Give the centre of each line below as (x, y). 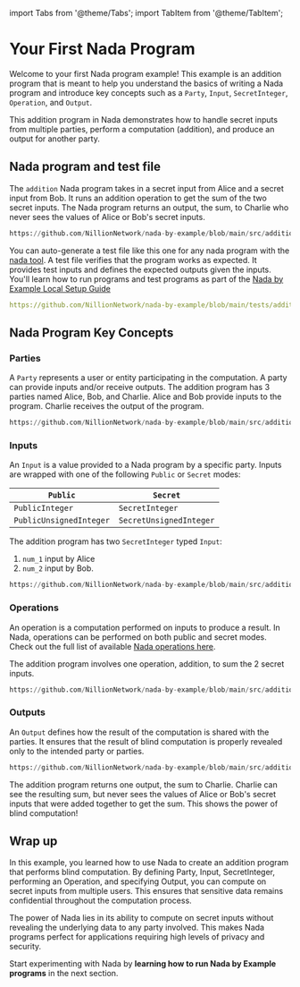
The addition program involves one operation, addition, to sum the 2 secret (147, 664)
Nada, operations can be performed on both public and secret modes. (138, 637)
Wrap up (33, 841)
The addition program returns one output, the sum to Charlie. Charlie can (144, 784)
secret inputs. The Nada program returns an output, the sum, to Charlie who (149, 207)
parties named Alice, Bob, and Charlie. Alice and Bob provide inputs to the (146, 396)
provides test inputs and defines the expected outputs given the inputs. (141, 269)
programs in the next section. (64, 974)
